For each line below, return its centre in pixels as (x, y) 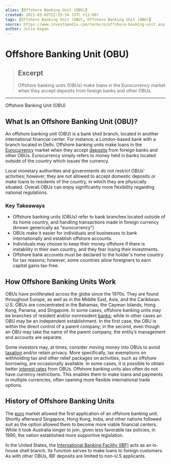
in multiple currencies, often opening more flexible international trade (78, 380)
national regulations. (27, 192)
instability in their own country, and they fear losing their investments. (86, 249)
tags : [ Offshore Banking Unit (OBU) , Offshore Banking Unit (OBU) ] (78, 19)
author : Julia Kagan (27, 29)
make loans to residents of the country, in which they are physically (76, 181)
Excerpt (30, 73)
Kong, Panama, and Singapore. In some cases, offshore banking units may (83, 310)
